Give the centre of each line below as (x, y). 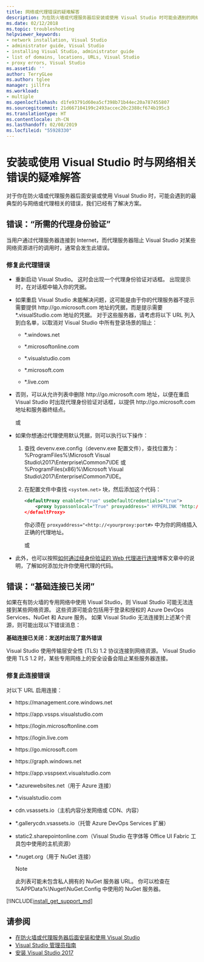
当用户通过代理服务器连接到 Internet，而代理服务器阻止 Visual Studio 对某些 (101, 240)
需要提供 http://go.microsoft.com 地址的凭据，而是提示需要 (89, 307)
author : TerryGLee (29, 74)
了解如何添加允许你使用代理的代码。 (71, 565)
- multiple (20, 97)
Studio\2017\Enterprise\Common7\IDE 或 (75, 462)
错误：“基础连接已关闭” (51, 587)
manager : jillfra (28, 86)
